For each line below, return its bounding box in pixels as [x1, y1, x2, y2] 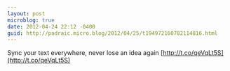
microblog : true [7, 17, 55, 24]
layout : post [7, 10, 46, 17]
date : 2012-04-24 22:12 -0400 [7, 23, 96, 30]
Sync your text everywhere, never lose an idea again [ [7, 49, 163, 57]
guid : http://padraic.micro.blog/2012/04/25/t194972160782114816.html [7, 29, 218, 37]
